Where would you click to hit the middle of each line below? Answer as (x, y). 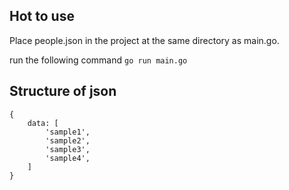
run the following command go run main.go (98, 60)
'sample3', (68, 149)
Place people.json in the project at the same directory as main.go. (144, 40)
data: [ (43, 123)
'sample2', (68, 140)
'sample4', (68, 158)
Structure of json (63, 91)
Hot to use (42, 16)
